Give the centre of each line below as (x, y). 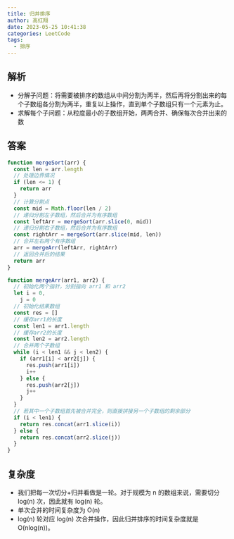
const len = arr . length (48, 169)
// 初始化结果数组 (37, 306)
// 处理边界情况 (34, 176)
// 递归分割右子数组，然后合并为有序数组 (65, 228)
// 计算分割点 (32, 202)
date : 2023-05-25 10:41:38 (47, 27)
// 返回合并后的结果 (39, 254)
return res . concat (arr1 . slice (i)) (70, 424)
